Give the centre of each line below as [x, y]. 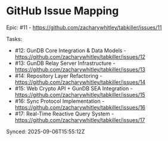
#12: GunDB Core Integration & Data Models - [71, 50]
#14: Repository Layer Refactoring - [58, 76]
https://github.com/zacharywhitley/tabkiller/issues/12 [80, 57]
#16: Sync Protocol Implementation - [60, 101]
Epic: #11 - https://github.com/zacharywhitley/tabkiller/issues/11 [84, 27]
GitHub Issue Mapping [63, 11]
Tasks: [14, 39]
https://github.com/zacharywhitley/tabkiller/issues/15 [80, 95]
